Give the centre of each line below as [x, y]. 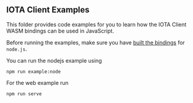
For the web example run [37, 83]
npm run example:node [34, 72]
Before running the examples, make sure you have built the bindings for [96, 42]
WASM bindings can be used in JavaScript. [60, 31]
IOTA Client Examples [48, 10]
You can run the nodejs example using [54, 60]
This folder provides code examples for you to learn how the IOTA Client [96, 24]
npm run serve [24, 94]
